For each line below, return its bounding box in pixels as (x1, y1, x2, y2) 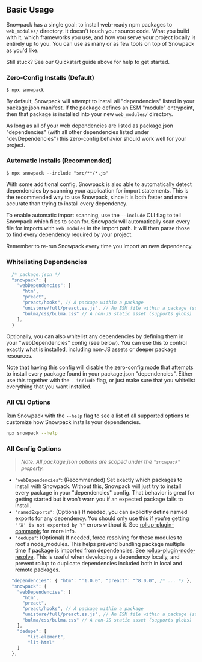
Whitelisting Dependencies (6, 258, 88, 266)
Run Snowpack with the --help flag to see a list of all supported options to (6, 412, 190, 419)
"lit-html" (28, 640, 55, 646)
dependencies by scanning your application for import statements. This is (6, 187, 189, 194)
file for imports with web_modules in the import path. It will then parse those (6, 225, 191, 232)
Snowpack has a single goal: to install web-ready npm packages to (6, 21, 173, 28)
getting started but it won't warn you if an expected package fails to (14, 495, 183, 503)
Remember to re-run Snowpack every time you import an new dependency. (6, 243, 194, 250)
